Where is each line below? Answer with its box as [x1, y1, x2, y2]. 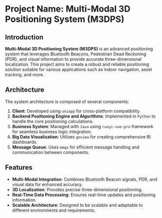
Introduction [5, 33, 44, 41]
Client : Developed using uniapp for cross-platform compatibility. [12, 108, 141, 114]
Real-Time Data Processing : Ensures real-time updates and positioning [12, 192, 156, 198]
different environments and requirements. [12, 207, 96, 213]
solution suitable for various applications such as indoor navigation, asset [5, 67, 152, 72]
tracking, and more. [5, 72, 45, 77]
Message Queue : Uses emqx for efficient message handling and [12, 144, 140, 150]
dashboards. [12, 139, 37, 145]
